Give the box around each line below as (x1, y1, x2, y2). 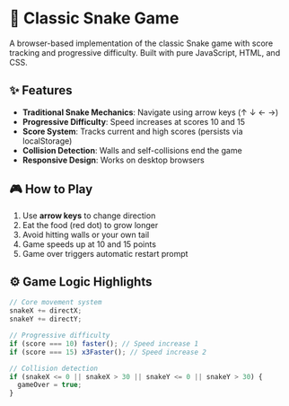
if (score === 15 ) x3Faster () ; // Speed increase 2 (9, 348, 206, 357)
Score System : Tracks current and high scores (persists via (22, 126, 244, 137)
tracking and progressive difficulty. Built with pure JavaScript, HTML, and (9, 47, 281, 57)
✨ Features (9, 83, 73, 98)
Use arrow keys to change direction (22, 210, 156, 221)
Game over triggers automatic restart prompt (22, 248, 188, 259)
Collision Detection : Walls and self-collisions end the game (22, 145, 242, 155)
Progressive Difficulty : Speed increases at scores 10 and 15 (22, 116, 245, 127)
